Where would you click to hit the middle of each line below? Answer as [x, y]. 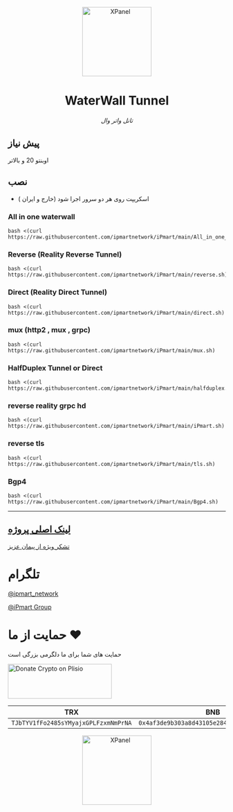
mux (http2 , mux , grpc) [49, 330]
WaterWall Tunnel [117, 101]
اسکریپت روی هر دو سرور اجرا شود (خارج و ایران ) [83, 198]
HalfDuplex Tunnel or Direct [55, 368]
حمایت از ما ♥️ [45, 635]
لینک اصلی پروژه [39, 529]
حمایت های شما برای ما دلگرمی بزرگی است [65, 654]
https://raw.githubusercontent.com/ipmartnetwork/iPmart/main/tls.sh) [112, 464]
